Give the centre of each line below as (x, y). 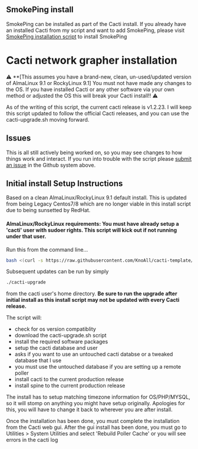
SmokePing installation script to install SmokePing (67, 36)
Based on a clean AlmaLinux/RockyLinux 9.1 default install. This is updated (96, 198)
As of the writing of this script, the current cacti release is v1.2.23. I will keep (99, 107)
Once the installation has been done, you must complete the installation (93, 421)
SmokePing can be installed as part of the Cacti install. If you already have (96, 24)
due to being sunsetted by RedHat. (48, 210)
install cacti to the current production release (69, 379)
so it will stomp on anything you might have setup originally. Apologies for (96, 404)
